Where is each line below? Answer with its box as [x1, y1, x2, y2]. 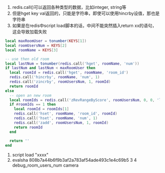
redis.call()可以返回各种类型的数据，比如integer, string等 [12, 4, 127, 10]
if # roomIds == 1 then [9, 102, 56, 107]
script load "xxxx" [12, 152, 49, 158]
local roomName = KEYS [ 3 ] [5, 48, 58, 52]
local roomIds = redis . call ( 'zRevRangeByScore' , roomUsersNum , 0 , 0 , [9, 98, 155, 102]
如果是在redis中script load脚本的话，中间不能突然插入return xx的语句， [12, 23, 157, 28]
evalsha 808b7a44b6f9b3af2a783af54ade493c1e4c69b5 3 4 [12, 157, 137, 163]
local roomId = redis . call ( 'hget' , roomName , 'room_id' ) [9, 70, 129, 75]
